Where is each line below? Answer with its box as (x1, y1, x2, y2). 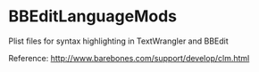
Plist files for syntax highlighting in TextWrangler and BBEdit (8, 36, 229, 46)
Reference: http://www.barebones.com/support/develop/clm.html (8, 52, 250, 63)
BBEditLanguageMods (8, 6, 178, 27)
